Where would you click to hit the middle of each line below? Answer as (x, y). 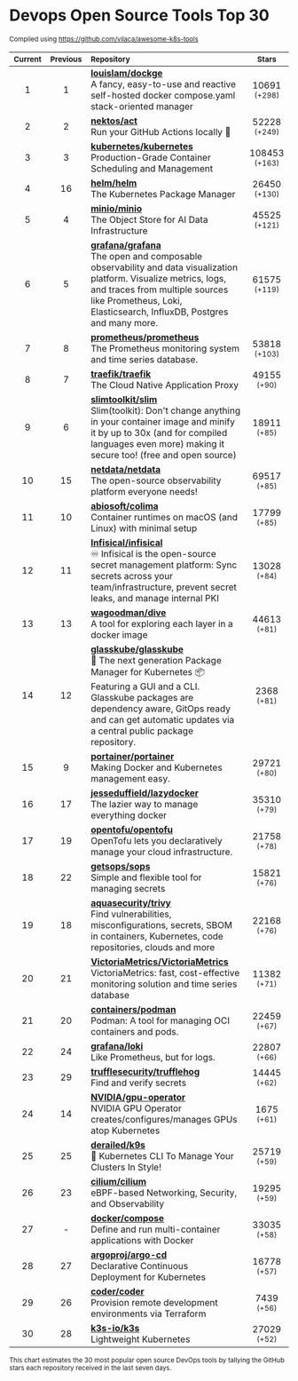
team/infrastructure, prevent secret (163, 587)
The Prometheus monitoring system (165, 348)
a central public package (141, 731)
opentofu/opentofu (132, 829)
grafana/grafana (125, 245)
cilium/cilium (118, 1181)
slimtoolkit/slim (124, 399)
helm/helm (114, 183)
